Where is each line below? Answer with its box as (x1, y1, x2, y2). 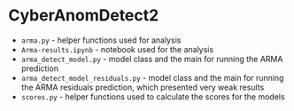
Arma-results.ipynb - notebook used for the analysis (20, 44, 214, 54)
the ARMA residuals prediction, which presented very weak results (20, 82, 265, 92)
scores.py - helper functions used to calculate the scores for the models (20, 91, 285, 102)
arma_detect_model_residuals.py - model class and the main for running (20, 72, 284, 83)
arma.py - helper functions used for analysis (20, 35, 182, 45)
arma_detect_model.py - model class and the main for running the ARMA (20, 53, 283, 64)
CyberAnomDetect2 (8, 5, 159, 26)
